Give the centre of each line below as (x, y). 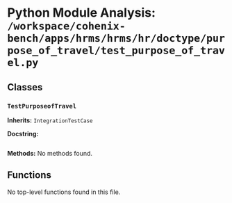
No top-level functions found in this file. (64, 192)
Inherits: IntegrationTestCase (50, 120)
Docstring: (23, 133)
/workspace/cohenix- (67, 26)
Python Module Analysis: (82, 13)
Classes (25, 87)
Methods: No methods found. (50, 153)
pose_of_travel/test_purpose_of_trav (116, 50)
